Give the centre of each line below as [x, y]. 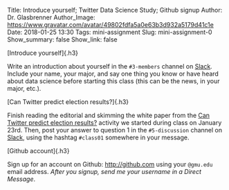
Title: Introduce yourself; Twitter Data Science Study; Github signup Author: [115, 10]
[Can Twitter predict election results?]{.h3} [68, 102]
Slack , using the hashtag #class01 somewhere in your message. [98, 137]
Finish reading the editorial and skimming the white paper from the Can [108, 115]
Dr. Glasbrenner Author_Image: [51, 17]
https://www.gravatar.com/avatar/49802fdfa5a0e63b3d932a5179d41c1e [111, 25]
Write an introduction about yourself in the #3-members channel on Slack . [110, 66]
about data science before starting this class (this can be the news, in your [113, 81]
